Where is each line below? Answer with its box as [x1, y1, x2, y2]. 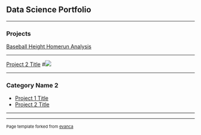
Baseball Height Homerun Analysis [6, 43, 92, 50]
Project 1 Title [14, 95, 49, 102]
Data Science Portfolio [6, 5, 92, 15]
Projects [6, 29, 31, 37]
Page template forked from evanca [6, 124, 74, 130]
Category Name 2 [6, 81, 59, 90]
